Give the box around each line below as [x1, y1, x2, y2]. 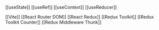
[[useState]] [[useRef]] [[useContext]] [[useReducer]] [5, 4, 117, 10]
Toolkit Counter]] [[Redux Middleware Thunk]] [5, 19, 102, 25]
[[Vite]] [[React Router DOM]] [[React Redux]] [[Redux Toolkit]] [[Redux [5, 14, 154, 19]
